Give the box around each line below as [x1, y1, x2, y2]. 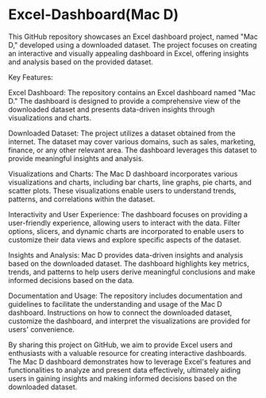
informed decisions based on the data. [8, 275, 135, 285]
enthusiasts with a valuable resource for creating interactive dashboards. [8, 348, 247, 358]
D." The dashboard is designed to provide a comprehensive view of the [8, 96, 241, 105]
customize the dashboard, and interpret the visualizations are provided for [8, 316, 251, 326]
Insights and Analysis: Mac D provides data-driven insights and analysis [8, 250, 244, 259]
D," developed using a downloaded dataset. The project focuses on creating [8, 40, 257, 49]
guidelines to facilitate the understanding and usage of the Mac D [8, 299, 222, 308]
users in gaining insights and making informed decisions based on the [8, 373, 237, 383]
